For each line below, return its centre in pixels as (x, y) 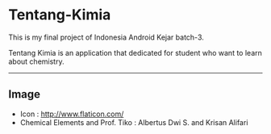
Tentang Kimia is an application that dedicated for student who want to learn (135, 52)
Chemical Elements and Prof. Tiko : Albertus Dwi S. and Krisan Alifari (134, 122)
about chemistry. (36, 61)
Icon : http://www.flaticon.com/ (72, 114)
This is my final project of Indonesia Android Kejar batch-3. (106, 37)
